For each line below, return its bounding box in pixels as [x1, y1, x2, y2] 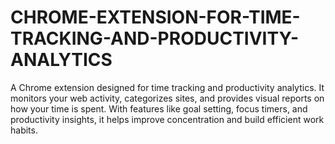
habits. [10, 124, 38, 136]
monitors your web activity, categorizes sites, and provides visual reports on [10, 92, 325, 104]
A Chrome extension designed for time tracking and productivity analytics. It [10, 81, 325, 93]
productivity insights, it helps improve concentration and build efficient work [10, 113, 325, 125]
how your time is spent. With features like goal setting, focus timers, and [10, 102, 308, 115]
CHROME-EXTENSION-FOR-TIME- [10, 6, 301, 29]
